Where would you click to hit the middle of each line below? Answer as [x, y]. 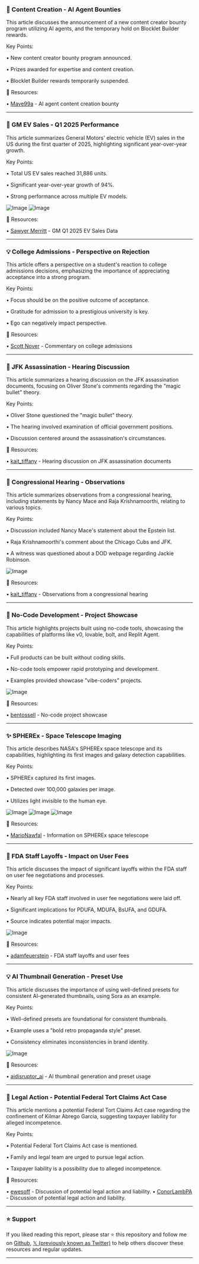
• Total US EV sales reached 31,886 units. [57, 173]
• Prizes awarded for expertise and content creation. [70, 69]
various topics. [24, 508]
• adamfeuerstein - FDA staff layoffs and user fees [68, 956]
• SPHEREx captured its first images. [51, 778]
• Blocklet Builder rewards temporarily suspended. [68, 81]
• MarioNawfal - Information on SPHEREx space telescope [78, 836]
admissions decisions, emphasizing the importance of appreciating [88, 271]
